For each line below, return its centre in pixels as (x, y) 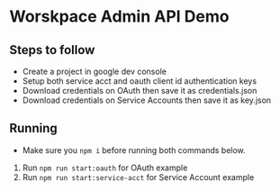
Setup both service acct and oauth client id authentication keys (140, 81)
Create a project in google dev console (94, 71)
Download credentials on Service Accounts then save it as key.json (147, 100)
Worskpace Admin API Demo (119, 17)
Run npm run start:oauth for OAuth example (105, 168)
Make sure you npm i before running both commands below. (134, 150)
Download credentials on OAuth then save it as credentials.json (140, 91)
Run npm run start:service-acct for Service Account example (138, 177)
